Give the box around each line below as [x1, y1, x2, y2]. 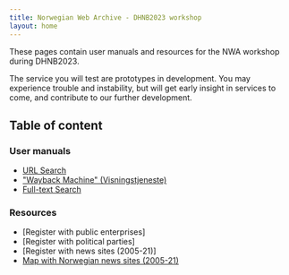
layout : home [9, 21, 58, 30]
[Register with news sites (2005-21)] [21, 245, 157, 256]
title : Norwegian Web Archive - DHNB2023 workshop [9, 13, 202, 22]
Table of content [9, 117, 103, 133]
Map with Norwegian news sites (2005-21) [21, 255, 179, 266]
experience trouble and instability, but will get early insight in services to [9, 82, 276, 93]
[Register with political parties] [21, 236, 136, 247]
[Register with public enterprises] [21, 227, 146, 237]
